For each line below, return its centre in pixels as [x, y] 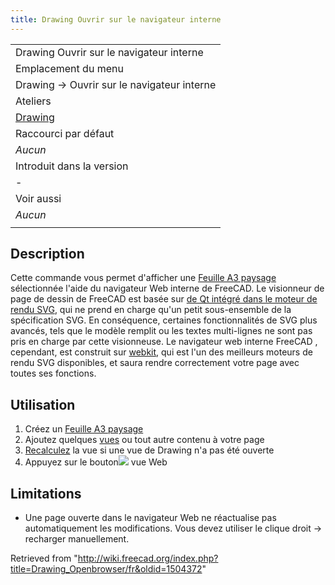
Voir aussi [38, 198]
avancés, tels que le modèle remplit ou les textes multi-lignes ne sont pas [161, 331]
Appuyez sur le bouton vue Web [96, 462]
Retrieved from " [44, 558]
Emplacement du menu [69, 68]
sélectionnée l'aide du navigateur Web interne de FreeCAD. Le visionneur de [167, 288]
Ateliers [33, 101]
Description [47, 254]
